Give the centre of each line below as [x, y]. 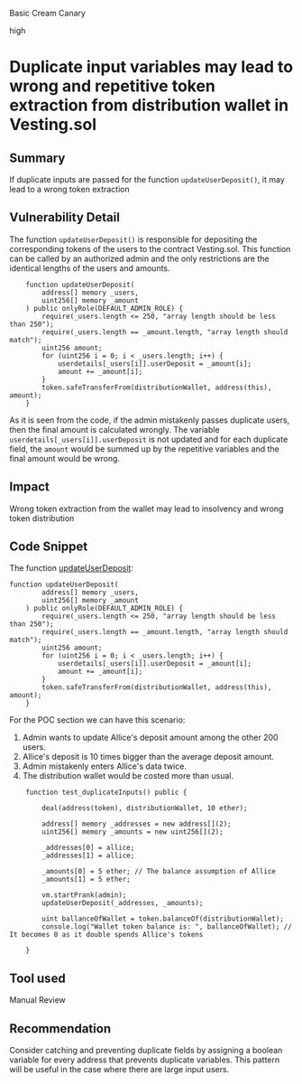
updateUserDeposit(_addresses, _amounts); [123, 903]
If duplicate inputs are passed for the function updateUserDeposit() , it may [147, 179]
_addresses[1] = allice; [88, 856]
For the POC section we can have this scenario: [97, 720]
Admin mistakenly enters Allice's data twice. [105, 766]
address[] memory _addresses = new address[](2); [137, 824]
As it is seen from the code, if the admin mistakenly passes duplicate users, [150, 420]
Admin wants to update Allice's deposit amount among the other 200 [150, 738]
